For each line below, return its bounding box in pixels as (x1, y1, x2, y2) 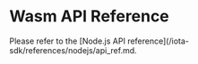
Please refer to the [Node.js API (9, 36, 125, 46)
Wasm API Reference (9, 6, 170, 27)
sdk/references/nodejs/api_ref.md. (9, 44, 137, 55)
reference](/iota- (126, 36, 190, 46)
